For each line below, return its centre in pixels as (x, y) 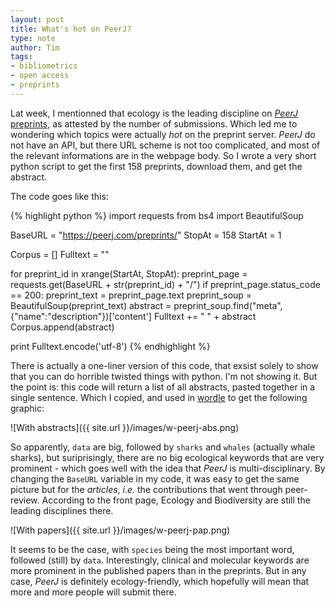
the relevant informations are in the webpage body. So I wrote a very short (163, 155)
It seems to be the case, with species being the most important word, (152, 549)
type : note (33, 38)
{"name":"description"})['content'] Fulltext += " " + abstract (133, 316)
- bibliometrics (44, 66)
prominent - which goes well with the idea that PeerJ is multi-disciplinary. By (168, 468)
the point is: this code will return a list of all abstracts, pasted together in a (163, 387)
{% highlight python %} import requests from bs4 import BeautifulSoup (157, 215)
